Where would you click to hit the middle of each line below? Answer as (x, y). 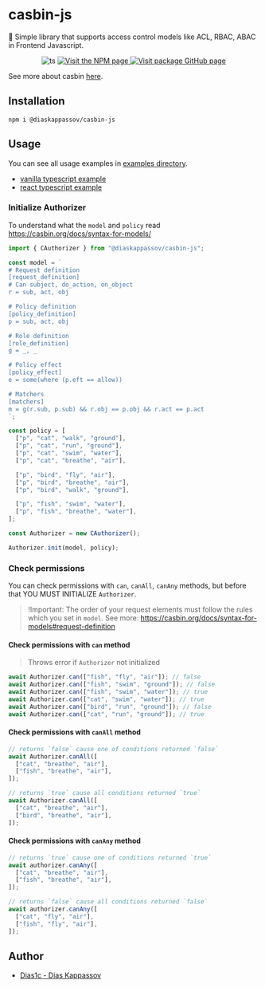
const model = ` (35, 262)
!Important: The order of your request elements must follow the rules (140, 610)
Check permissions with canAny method (75, 841)
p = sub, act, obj (39, 321)
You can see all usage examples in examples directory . (98, 163)
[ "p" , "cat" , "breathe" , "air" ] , (71, 460)
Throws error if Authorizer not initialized (94, 663)
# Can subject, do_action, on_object (71, 285)
